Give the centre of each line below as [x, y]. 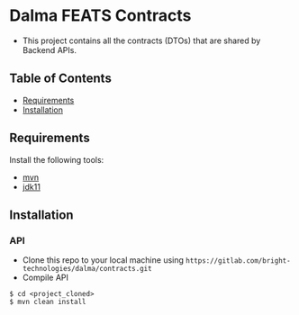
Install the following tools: [57, 159]
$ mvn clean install [48, 302]
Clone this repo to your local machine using [103, 260]
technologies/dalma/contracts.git [87, 269]
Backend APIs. [49, 49]
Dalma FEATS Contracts [100, 16]
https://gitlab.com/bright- [238, 261]
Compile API [45, 278]
